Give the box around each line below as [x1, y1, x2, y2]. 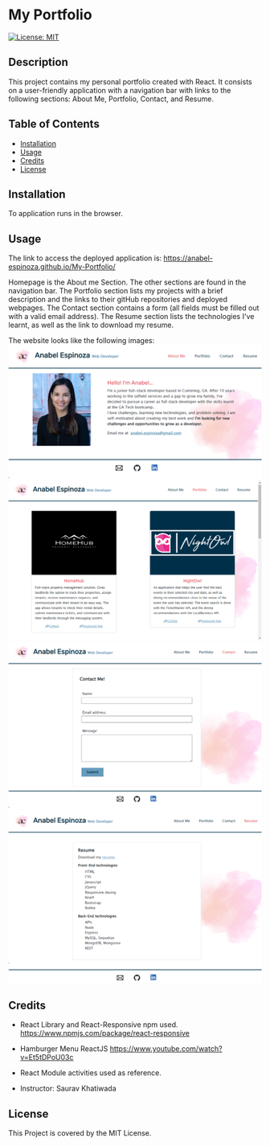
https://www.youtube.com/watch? [109, 1044, 223, 1054]
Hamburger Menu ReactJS [19, 1044, 108, 1054]
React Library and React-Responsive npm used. [19, 1020, 178, 1029]
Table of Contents [8, 117, 100, 131]
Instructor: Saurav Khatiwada [19, 1083, 117, 1094]
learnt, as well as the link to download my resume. [8, 320, 174, 330]
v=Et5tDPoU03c [19, 1053, 74, 1062]
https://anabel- [163, 253, 213, 263]
